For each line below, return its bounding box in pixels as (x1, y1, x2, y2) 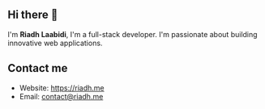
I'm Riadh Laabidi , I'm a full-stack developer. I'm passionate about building (7, 29, 258, 39)
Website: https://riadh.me (19, 82, 105, 93)
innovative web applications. (7, 38, 103, 48)
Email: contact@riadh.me (19, 91, 104, 101)
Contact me (7, 61, 68, 75)
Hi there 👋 (7, 8, 58, 22)
